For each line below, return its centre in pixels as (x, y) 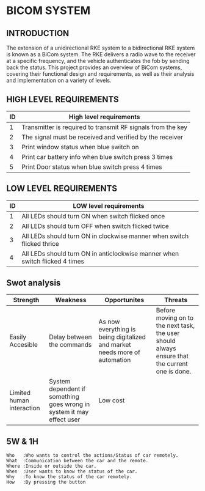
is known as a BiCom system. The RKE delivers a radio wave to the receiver (101, 54)
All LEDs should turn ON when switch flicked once (93, 216)
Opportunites (124, 300)
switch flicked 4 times (53, 261)
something (64, 397)
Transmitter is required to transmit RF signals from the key (105, 127)
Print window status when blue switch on (80, 147)
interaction (25, 408)
